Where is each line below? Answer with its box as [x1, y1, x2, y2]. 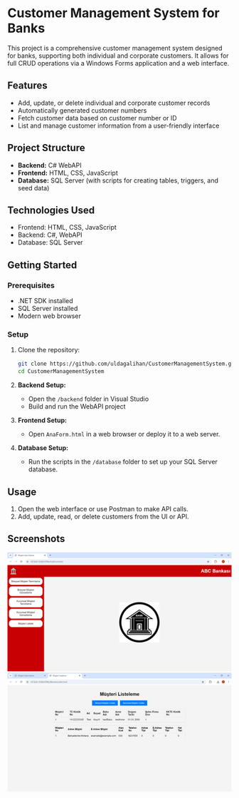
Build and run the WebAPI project [28, 402, 126, 411]
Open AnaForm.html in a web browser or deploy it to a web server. [28, 430, 221, 439]
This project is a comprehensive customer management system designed [7, 44, 223, 52]
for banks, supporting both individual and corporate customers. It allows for [7, 51, 229, 60]
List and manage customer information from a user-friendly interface [17, 121, 220, 130]
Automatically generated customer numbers [17, 106, 147, 115]
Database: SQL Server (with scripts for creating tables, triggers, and [17, 176, 219, 185]
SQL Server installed [17, 305, 78, 313]
